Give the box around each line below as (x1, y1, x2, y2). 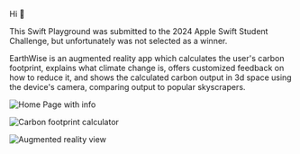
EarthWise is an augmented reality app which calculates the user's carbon (9, 53, 285, 63)
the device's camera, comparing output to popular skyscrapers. (9, 82, 246, 92)
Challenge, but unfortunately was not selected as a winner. (9, 36, 228, 46)
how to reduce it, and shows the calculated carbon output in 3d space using (9, 72, 292, 83)
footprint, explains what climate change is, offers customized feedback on (9, 63, 285, 73)
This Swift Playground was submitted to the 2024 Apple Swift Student (9, 26, 268, 36)
